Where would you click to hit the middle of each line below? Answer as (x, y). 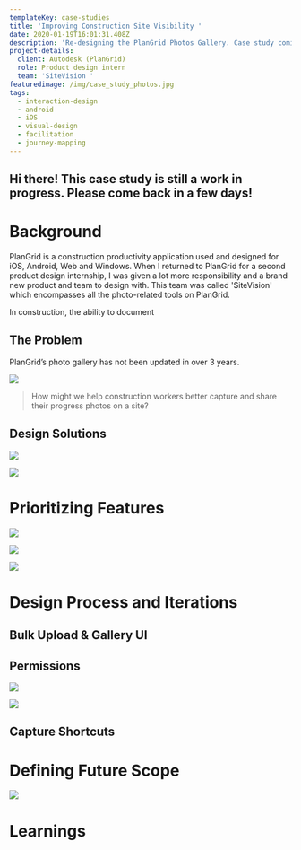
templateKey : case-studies (60, 18)
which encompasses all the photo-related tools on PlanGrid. (120, 295)
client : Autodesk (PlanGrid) (72, 59)
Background (56, 232)
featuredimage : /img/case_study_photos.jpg (92, 84)
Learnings (48, 831)
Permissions (45, 666)
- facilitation (46, 135)
